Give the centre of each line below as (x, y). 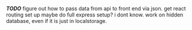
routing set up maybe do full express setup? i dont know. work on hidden (95, 15)
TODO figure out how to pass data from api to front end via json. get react (96, 9)
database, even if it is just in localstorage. (57, 21)
